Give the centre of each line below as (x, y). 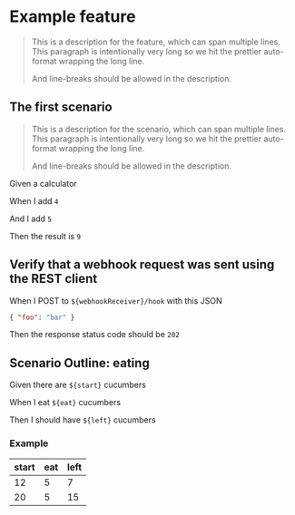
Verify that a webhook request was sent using (142, 265)
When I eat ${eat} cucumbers (65, 403)
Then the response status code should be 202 (94, 335)
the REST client (54, 279)
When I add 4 (34, 200)
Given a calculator (43, 183)
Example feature (73, 17)
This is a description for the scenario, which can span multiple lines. (159, 129)
